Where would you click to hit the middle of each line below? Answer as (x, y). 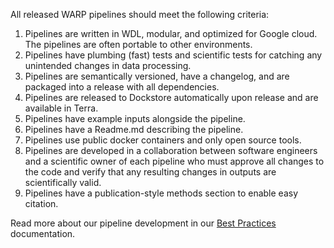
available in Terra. (61, 108)
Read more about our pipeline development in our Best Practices (143, 223)
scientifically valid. (63, 182)
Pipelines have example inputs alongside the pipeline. (135, 118)
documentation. (43, 233)
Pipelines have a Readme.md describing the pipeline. (134, 129)
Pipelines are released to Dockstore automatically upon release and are (171, 97)
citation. (41, 203)
